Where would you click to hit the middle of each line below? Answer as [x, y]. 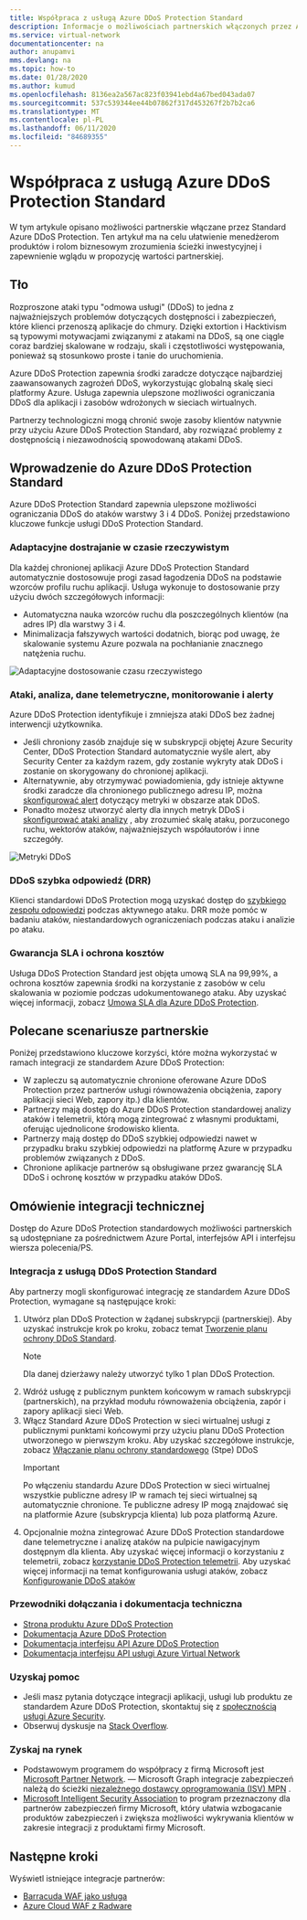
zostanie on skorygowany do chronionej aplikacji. [116, 771]
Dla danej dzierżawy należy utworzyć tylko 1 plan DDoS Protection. [149, 1373]
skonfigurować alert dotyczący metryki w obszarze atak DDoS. [141, 800]
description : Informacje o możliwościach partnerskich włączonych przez [151, 27]
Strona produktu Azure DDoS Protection [98, 1624]
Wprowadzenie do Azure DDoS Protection [131, 469]
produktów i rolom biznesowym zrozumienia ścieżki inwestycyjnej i [136, 246]
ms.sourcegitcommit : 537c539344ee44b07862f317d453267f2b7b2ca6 [132, 103]
